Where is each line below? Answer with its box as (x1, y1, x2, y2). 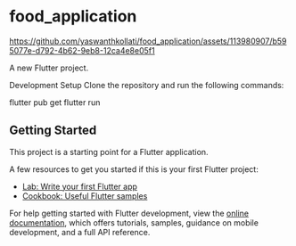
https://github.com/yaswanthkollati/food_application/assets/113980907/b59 (9, 36, 287, 46)
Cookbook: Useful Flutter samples (21, 190, 148, 201)
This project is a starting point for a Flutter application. (9, 146, 209, 157)
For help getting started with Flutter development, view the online (9, 208, 250, 218)
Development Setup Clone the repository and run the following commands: (9, 79, 284, 90)
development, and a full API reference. (9, 226, 151, 237)
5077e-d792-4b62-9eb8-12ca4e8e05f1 (9, 45, 155, 55)
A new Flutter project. (9, 62, 89, 73)
